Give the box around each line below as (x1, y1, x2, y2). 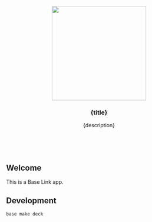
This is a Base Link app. (6, 178, 64, 185)
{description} (83, 122, 115, 129)
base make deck (6, 211, 44, 217)
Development (6, 196, 57, 206)
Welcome (6, 163, 42, 173)
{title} (90, 108, 108, 117)
